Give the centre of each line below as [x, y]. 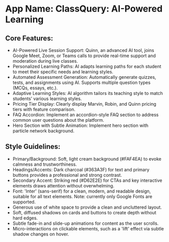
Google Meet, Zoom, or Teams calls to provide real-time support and [84, 56]
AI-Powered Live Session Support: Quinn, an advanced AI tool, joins [83, 50]
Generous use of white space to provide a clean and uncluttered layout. [87, 207]
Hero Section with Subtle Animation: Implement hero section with [80, 125]
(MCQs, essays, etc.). [35, 88]
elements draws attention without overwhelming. [64, 185]
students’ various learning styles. [47, 99]
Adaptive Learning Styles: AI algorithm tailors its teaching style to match [88, 93]
